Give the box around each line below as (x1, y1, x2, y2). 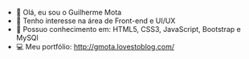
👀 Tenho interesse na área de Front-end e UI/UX (15, 16, 176, 26)
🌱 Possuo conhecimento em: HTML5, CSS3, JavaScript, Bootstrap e (15, 25, 241, 33)
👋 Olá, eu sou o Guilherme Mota (15, 8, 122, 17)
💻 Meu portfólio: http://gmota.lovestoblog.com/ (15, 42, 175, 51)
